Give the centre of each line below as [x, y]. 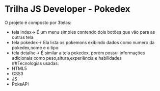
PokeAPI [20, 84]
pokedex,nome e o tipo [35, 47]
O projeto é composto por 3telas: [38, 23]
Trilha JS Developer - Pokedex [67, 9]
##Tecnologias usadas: [35, 63]
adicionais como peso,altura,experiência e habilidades [67, 58]
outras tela [23, 37]
